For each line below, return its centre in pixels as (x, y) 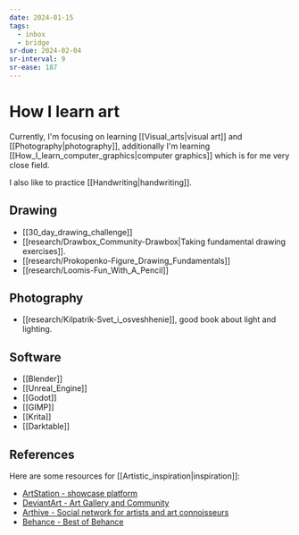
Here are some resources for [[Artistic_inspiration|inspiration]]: (125, 476)
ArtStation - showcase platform (80, 494)
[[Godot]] (39, 398)
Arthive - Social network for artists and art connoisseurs (125, 513)
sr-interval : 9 (37, 59)
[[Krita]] (37, 417)
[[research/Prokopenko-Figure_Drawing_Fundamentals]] (126, 260)
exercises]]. (44, 251)
